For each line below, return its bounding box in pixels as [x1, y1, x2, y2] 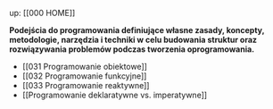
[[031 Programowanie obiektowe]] [21, 62, 147, 71]
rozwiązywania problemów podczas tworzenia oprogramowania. [9, 44, 255, 54]
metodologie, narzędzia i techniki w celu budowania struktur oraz [9, 35, 257, 45]
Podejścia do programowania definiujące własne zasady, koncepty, [9, 25, 265, 35]
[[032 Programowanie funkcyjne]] [21, 71, 147, 81]
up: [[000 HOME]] [9, 8, 76, 18]
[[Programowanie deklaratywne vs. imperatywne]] [21, 89, 208, 100]
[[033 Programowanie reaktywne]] [21, 80, 150, 90]
